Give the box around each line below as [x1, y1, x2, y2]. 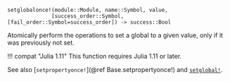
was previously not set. [7, 38, 75, 47]
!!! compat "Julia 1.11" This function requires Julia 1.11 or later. [7, 52, 182, 60]
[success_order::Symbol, [51, 13, 124, 20]
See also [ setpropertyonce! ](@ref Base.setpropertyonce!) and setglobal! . [7, 66, 223, 73]
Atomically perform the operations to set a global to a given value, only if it [7, 31, 224, 39]
